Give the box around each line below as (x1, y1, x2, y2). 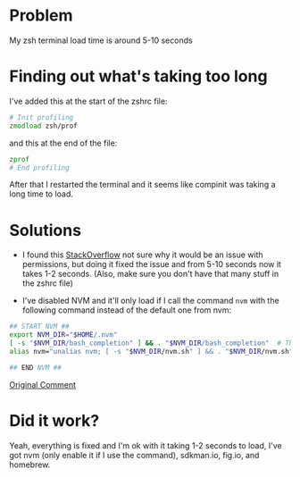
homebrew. (9, 459, 51, 470)
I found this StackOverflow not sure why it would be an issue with (21, 249, 263, 260)
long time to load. (9, 188, 74, 199)
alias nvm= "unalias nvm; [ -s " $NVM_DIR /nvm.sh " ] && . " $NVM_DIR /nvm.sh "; (9, 347, 297, 356)
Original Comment (9, 379, 77, 389)
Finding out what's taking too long (9, 66, 268, 87)
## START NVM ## (9, 322, 70, 331)
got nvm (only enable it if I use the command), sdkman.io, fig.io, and (9, 449, 260, 460)
